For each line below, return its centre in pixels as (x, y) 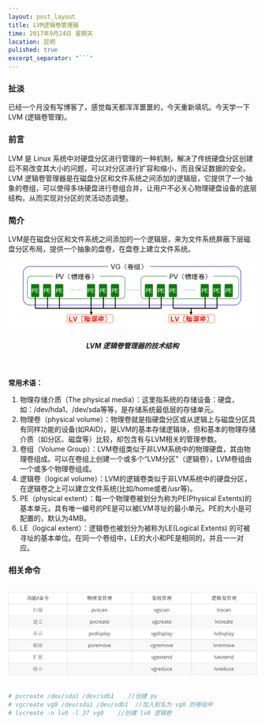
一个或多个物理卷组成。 (58, 468)
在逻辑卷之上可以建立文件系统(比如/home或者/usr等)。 (108, 488)
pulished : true (33, 50)
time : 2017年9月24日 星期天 (50, 33)
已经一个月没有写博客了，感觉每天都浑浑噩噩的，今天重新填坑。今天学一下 (129, 108)
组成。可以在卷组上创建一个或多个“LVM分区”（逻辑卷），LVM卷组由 (143, 459)
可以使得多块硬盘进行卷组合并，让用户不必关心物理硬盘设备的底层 (149, 188)
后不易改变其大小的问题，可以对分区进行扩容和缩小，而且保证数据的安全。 (129, 168)
